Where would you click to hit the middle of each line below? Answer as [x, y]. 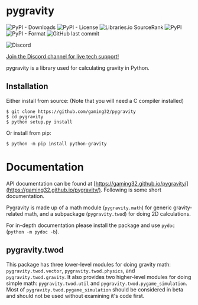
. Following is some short [131, 190]
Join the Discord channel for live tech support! [63, 56]
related [15, 213]
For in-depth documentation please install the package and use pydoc [91, 225]
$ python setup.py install [39, 122]
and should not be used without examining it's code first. [75, 296]
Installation [27, 87]
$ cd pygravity [25, 116]
